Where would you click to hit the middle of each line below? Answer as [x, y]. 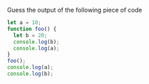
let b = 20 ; [31, 35]
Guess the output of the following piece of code [75, 10]
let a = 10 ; [24, 23]
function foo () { [32, 29]
